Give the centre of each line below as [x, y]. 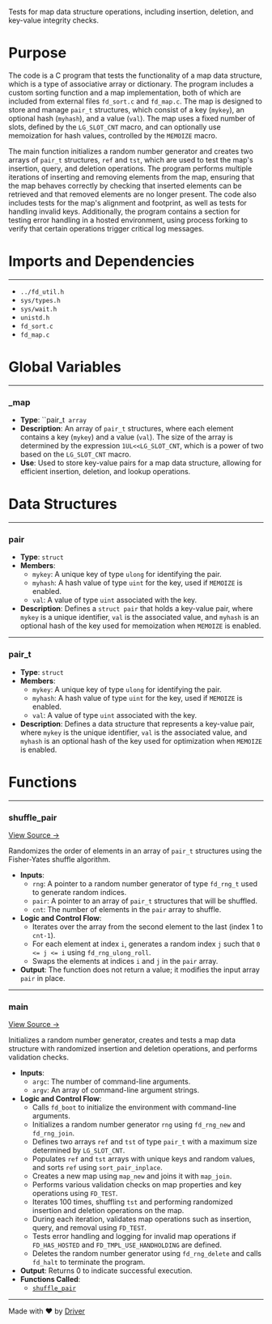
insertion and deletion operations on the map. [108, 1211]
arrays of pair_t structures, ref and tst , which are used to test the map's [131, 159]
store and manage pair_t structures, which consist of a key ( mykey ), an [126, 109]
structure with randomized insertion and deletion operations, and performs [133, 1049]
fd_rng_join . [53, 1133]
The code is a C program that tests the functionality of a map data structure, [136, 75]
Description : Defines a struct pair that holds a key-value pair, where [136, 609]
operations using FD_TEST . [75, 1194]
